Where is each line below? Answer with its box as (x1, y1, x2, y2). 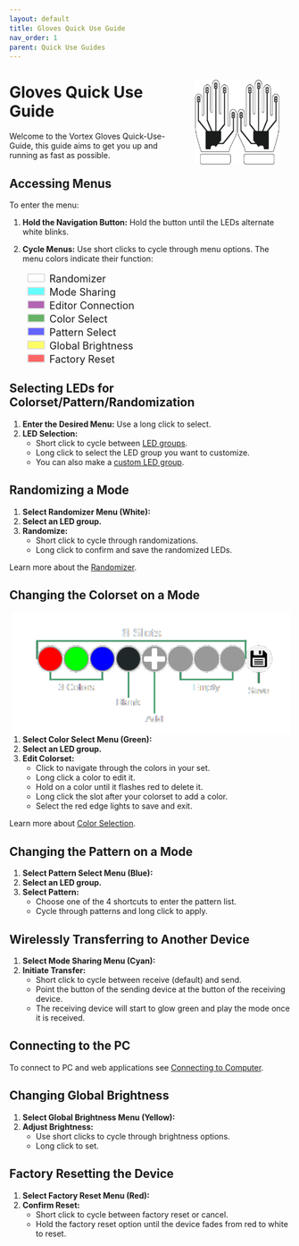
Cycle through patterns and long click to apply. (35, 906, 208, 917)
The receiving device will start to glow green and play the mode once (35, 1003, 290, 1014)
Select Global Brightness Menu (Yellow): (21, 1112, 176, 1123)
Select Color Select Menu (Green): (21, 734, 153, 745)
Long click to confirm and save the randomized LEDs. (35, 544, 233, 555)
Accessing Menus (9, 175, 112, 191)
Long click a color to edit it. (35, 772, 136, 783)
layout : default (9, 14, 70, 23)
